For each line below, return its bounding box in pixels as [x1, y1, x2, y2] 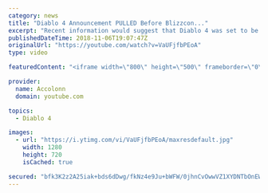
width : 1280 [22, 144, 62, 152]
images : [8, 128, 34, 136]
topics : [8, 107, 34, 115]
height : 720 [22, 151, 62, 159]
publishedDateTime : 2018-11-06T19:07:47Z [8, 33, 148, 42]
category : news [8, 11, 59, 20]
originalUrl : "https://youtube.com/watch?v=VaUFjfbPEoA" [8, 41, 202, 49]
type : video [8, 49, 48, 57]
